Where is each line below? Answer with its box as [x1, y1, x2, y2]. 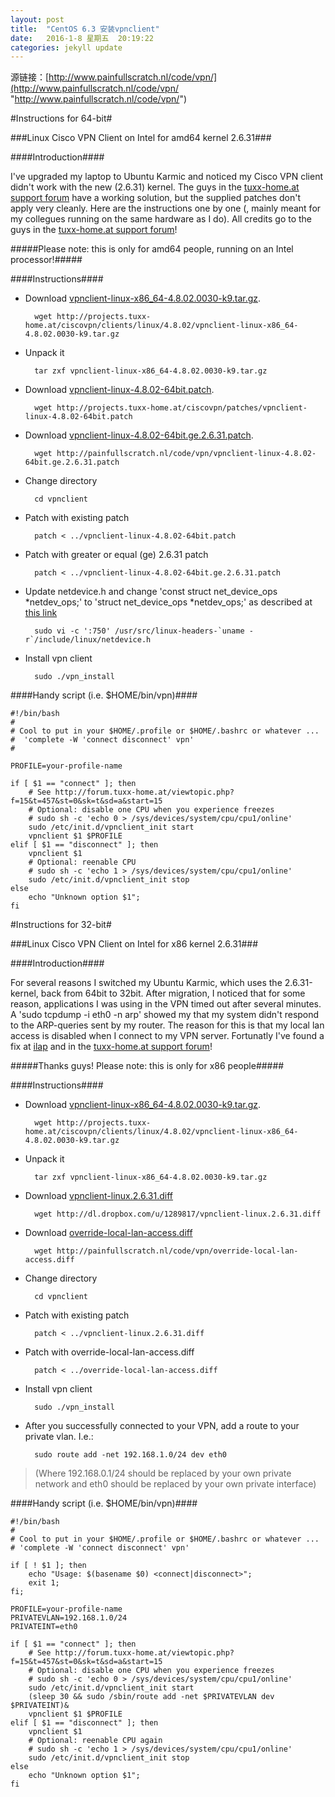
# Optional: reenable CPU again [28, 1736, 163, 1746]
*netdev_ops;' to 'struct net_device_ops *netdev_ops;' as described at [24, 596, 313, 608]
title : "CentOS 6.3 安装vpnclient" [10, 24, 160, 34]
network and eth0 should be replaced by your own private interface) [34, 1478, 317, 1490]
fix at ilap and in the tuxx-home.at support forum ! [10, 1041, 213, 1053]
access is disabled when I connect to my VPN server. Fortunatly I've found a [10, 1030, 325, 1042]
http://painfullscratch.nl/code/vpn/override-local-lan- [56, 1246, 299, 1256]
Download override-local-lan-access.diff [24, 1227, 193, 1239]
